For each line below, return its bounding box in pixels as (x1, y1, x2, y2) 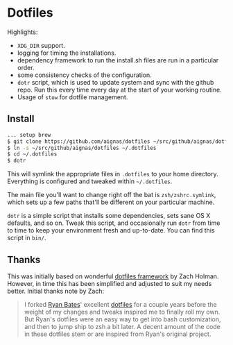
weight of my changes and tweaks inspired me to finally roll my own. (24, 308, 221, 316)
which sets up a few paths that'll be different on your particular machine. (7, 198, 215, 206)
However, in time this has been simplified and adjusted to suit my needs (7, 279, 212, 287)
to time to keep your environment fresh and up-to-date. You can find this (7, 226, 215, 235)
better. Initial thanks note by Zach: (7, 287, 105, 295)
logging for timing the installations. (17, 49, 116, 57)
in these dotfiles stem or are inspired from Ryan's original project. (24, 330, 212, 338)
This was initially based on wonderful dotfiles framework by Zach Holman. (7, 272, 219, 280)
